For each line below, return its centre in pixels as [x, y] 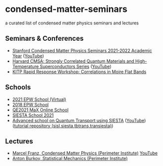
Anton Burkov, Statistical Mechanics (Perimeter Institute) [70, 159]
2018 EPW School [30, 104]
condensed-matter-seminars [66, 9]
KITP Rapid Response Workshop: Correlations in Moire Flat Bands [79, 72]
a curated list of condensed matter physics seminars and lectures [72, 23]
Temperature [26, 66]
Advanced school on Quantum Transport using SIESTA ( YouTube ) [79, 120]
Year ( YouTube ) [28, 56]
